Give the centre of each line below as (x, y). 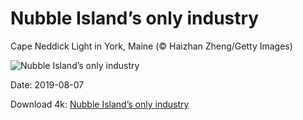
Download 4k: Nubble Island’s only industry (100, 104)
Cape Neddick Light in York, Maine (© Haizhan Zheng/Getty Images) (151, 46)
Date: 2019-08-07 (47, 84)
